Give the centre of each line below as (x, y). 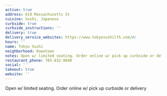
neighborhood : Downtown (30, 51)
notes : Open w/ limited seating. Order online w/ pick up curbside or (80, 56)
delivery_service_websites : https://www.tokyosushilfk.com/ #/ (71, 38)
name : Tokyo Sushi (24, 47)
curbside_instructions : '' (33, 28)
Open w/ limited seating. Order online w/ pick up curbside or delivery (76, 88)
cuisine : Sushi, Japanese (32, 19)
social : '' (16, 65)
